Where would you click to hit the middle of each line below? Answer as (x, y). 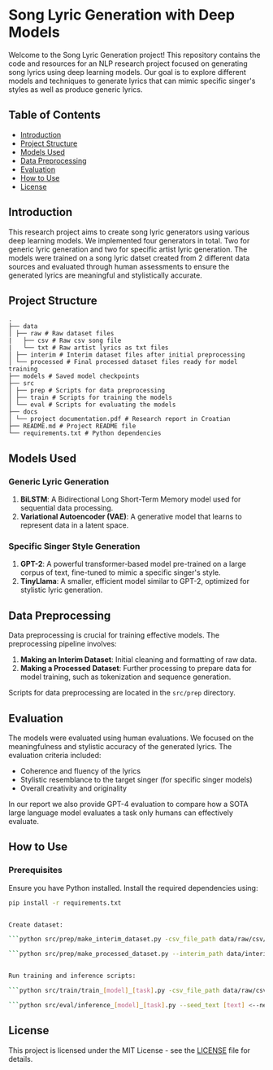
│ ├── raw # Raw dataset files (61, 334)
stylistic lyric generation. (61, 590)
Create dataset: (36, 925)
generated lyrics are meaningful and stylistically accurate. (106, 275)
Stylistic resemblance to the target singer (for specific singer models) (136, 779)
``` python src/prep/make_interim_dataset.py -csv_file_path (113, 939)
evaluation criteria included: (55, 755)
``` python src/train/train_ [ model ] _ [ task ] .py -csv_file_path (114, 991)
